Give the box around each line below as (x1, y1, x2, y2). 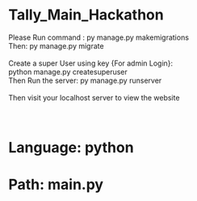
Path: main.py (8, 176, 103, 194)
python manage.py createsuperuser (8, 66, 128, 76)
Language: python (8, 139, 135, 157)
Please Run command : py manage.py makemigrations (8, 32, 190, 42)
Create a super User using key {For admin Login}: (8, 58, 174, 68)
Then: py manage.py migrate (8, 41, 104, 50)
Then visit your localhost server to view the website (8, 92, 180, 102)
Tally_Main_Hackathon (8, 6, 164, 24)
